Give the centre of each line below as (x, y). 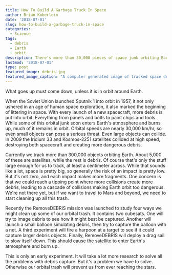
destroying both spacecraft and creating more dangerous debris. (74, 144)
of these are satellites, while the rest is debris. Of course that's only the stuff (86, 160)
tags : (11, 39)
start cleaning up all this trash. (37, 198)
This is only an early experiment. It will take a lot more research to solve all (84, 256)
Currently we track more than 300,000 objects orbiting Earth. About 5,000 (83, 155)
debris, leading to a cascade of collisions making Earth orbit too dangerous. (85, 187)
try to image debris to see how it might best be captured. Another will (79, 219)
